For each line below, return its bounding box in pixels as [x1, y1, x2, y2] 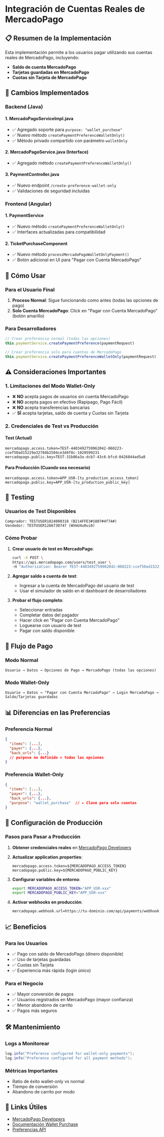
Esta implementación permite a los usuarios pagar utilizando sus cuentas [5, 50, 153, 55]
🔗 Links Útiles [5, 1103, 47, 1112]
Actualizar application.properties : [12, 854, 83, 860]
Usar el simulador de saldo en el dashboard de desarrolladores [19, 588, 147, 594]
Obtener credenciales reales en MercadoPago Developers [12, 844, 131, 850]
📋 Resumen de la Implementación [5, 34, 112, 42]
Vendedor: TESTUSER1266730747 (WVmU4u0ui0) [5, 523, 95, 528]
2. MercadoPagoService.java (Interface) [5, 149, 89, 155]
